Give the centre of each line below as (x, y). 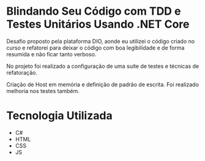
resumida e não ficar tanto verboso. (51, 54)
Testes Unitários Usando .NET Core (98, 24)
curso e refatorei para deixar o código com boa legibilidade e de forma (95, 48)
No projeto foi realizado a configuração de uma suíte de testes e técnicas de (103, 66)
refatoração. (22, 72)
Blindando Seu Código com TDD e (94, 11)
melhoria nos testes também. (43, 91)
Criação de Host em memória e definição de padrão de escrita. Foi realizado (102, 84)
